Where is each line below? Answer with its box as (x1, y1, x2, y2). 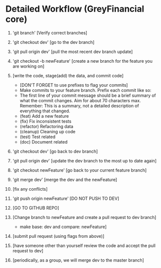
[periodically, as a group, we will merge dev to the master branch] (12, 257, 145, 263)
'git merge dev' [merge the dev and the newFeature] (12, 177, 117, 182)
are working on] (12, 63, 45, 69)
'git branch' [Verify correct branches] (12, 30, 88, 36)
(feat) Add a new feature (19, 113, 69, 119)
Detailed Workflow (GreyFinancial (5, 3, 145, 15)
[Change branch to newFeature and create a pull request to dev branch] (12, 214, 157, 220)
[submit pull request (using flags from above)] (12, 233, 105, 239)
